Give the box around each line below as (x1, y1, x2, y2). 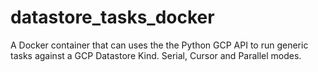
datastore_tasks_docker (10, 6, 215, 29)
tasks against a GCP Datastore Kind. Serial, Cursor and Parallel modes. (10, 49, 302, 61)
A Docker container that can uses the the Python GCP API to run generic (10, 39, 309, 51)
